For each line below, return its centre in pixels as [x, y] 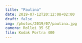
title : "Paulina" [23, 10]
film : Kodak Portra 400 [30, 33]
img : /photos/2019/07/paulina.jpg [41, 23]
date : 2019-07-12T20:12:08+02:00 [40, 14]
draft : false [19, 19]
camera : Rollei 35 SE [28, 28]
